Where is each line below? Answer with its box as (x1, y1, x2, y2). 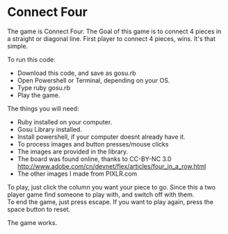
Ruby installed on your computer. (17, 117, 113, 126)
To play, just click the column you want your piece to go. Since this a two (7, 183, 215, 191)
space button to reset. (7, 205, 71, 213)
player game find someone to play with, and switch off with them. (7, 190, 195, 199)
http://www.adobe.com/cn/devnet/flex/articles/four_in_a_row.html (17, 162, 206, 170)
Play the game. (17, 91, 60, 99)
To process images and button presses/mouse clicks (17, 140, 169, 148)
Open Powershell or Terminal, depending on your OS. (17, 76, 170, 84)
